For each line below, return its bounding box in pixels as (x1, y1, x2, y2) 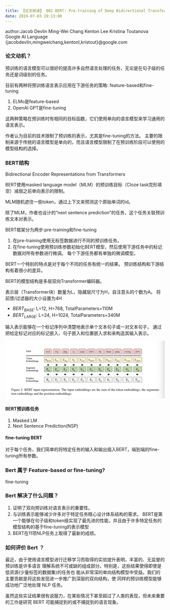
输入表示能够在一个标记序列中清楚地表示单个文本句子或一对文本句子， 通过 (5, 324, 162, 330)
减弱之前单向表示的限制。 (14, 188, 67, 194)
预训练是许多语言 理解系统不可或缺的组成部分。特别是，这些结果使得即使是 (5, 563, 162, 569)
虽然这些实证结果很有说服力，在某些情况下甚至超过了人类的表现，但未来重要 (5, 593, 165, 599)
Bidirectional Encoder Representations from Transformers (5, 171, 125, 177)
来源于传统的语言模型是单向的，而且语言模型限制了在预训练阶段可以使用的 (9, 139, 165, 145)
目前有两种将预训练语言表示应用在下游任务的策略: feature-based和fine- (5, 82, 154, 88)
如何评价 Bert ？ (5, 544, 45, 551)
